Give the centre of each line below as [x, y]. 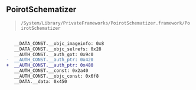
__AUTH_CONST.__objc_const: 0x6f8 [56, 76]
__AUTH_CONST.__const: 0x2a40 [51, 71]
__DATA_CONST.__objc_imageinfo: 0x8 [59, 43]
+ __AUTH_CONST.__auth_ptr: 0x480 [50, 65]
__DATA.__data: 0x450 [40, 81]
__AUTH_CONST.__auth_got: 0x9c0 [54, 54]
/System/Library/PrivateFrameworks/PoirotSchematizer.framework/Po [105, 23]
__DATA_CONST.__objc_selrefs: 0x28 [58, 49]
